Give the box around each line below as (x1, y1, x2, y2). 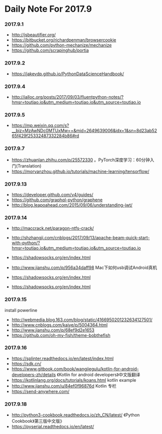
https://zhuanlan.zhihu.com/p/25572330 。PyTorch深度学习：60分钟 (11, 157, 150, 163)
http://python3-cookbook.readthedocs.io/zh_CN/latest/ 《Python (11, 412, 140, 418)
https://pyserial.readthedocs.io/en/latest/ (11, 424, 94, 430)
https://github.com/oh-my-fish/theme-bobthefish (11, 332, 110, 338)
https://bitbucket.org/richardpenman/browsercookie (11, 37, 116, 43)
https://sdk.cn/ (11, 360, 42, 367)
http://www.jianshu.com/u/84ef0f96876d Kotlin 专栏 (11, 383, 117, 389)
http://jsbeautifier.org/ (11, 32, 56, 38)
